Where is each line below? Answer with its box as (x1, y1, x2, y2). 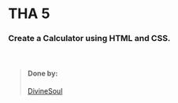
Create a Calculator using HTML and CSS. (8, 33, 171, 44)
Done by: (27, 68, 58, 79)
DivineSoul (27, 86, 63, 95)
